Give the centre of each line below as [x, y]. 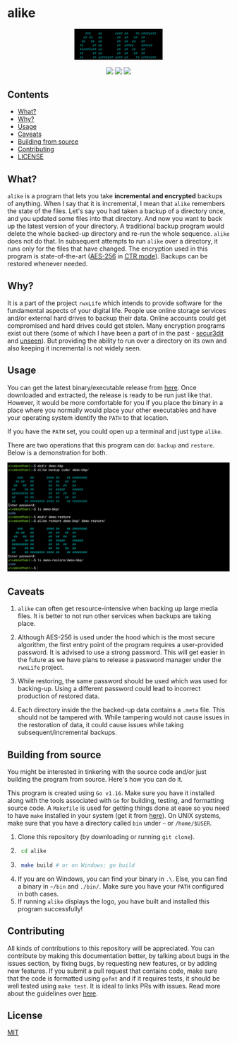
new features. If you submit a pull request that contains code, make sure [112, 971]
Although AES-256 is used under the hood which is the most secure [116, 637]
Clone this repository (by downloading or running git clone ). [106, 837]
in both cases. [38, 894]
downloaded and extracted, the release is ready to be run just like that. [110, 395]
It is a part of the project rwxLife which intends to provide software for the [115, 303]
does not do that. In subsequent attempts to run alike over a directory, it [113, 241]
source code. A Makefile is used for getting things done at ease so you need [119, 808]
